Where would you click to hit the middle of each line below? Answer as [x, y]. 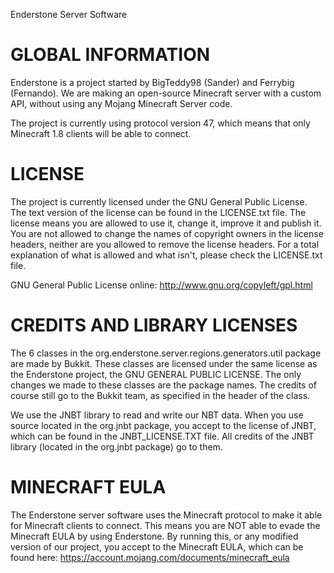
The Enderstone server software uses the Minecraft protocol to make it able [166, 515]
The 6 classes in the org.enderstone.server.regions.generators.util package [166, 353]
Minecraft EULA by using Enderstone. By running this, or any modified [154, 536]
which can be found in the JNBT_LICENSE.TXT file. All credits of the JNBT [162, 436]
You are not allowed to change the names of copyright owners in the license [167, 233]
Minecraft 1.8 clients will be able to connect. [101, 133]
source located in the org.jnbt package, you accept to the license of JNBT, [163, 425]
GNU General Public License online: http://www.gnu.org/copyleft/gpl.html [161, 285]
